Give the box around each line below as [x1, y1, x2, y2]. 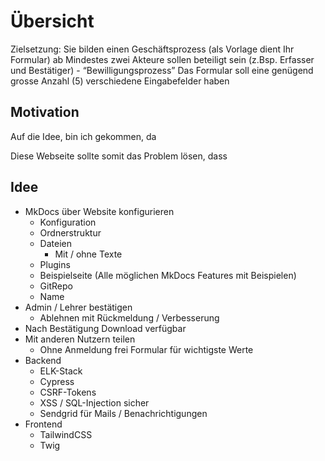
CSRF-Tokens [39, 386, 97, 398]
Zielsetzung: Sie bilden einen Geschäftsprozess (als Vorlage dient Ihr [10, 43, 295, 55]
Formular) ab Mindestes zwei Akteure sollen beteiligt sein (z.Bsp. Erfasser [10, 53, 315, 65]
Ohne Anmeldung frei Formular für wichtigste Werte [39, 343, 254, 355]
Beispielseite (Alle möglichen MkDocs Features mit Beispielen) [39, 269, 297, 281]
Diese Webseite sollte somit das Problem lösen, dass [10, 150, 228, 162]
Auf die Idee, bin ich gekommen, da [10, 130, 157, 142]
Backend [24, 354, 62, 366]
